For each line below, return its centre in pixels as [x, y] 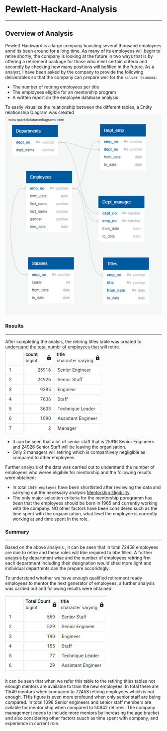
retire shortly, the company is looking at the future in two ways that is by [79, 56]
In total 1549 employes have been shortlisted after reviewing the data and [86, 487]
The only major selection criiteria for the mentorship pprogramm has [82, 497]
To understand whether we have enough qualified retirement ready [74, 578]
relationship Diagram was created [40, 112]
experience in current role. [32, 723]
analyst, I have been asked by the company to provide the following [74, 72]
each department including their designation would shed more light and [78, 563]
